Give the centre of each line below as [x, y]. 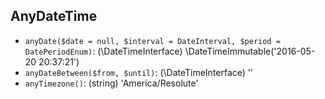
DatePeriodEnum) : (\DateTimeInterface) [103, 51]
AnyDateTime [54, 16]
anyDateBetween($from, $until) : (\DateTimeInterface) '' [139, 72]
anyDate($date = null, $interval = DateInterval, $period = [152, 41]
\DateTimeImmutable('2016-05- [250, 51]
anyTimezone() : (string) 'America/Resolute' [111, 83]
